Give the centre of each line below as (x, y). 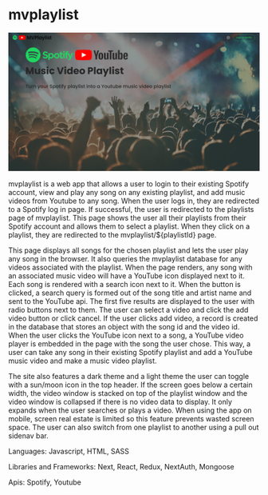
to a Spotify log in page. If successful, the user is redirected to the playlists (131, 209)
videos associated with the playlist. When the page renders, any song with (130, 267)
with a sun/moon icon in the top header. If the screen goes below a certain (130, 385)
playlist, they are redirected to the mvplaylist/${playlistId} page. (112, 234)
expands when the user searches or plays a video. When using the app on (130, 410)
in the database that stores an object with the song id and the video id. (124, 326)
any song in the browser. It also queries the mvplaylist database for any (126, 258)
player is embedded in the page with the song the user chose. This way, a (130, 343)
